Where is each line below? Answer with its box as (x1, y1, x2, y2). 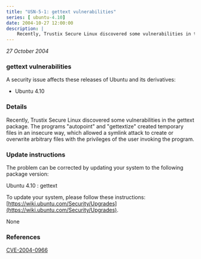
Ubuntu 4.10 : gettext (6, 182, 58, 189)
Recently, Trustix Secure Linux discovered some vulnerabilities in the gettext (6, 116, 194, 124)
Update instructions (6, 150, 66, 159)
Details (6, 103, 28, 111)
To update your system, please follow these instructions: (6, 194, 145, 201)
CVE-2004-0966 (6, 246, 48, 254)
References (6, 233, 41, 241)
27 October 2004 (6, 47, 49, 55)
